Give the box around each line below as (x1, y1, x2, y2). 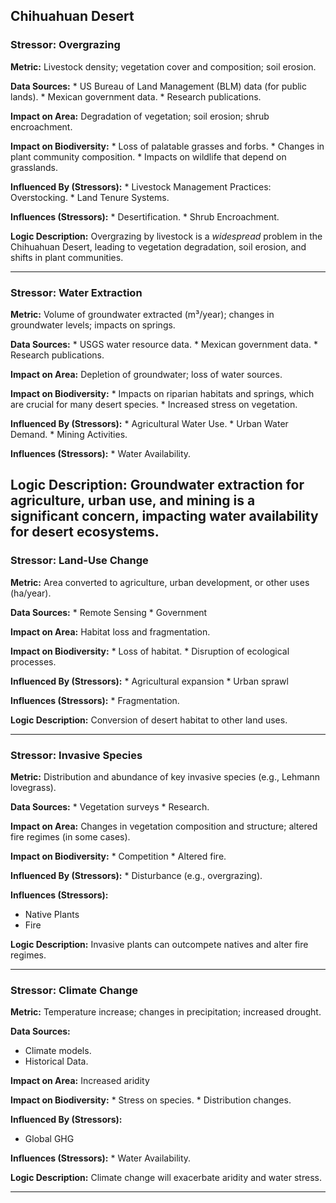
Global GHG (24, 1133, 75, 1145)
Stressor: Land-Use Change (10, 554, 149, 568)
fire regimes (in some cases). (10, 830, 131, 843)
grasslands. (10, 161, 59, 173)
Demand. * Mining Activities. (10, 428, 128, 440)
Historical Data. (24, 1055, 89, 1068)
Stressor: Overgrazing (10, 38, 121, 52)
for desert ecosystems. (10, 524, 160, 541)
